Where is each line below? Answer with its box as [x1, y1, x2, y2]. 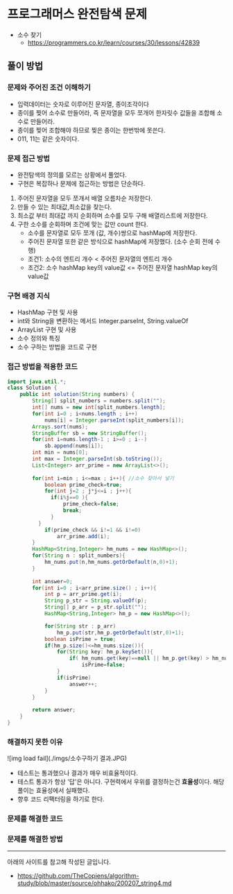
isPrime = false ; [81, 662, 126, 669]
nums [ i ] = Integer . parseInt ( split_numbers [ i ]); [44, 417, 185, 424]
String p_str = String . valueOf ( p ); [44, 597, 148, 604]
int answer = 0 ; [32, 578, 73, 585]
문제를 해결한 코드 [7, 814, 64, 824]
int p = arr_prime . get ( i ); [44, 591, 123, 598]
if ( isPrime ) [56, 674, 92, 681]
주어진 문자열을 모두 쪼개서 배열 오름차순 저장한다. [17, 194, 153, 202]
